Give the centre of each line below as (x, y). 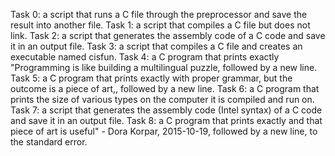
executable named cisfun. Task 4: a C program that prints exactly (145, 57)
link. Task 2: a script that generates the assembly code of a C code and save (168, 35)
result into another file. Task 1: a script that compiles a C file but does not (160, 25)
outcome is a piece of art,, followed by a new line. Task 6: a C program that (165, 88)
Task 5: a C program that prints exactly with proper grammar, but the (151, 78)
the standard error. (49, 142)
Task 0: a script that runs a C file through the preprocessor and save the (159, 14)
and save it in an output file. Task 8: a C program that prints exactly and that (166, 120)
